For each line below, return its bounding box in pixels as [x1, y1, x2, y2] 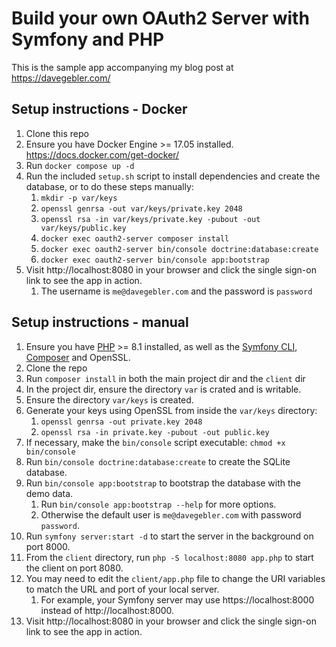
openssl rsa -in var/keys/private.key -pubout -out [40, 214, 261, 224]
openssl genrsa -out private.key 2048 [40, 417, 203, 427]
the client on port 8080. [25, 562, 124, 574]
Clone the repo [25, 362, 88, 374]
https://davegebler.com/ [11, 72, 111, 84]
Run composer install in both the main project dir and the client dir [25, 372, 306, 384]
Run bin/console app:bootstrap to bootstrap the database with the [25, 477, 302, 489]
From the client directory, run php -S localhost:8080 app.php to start [25, 551, 314, 563]
